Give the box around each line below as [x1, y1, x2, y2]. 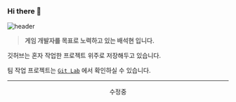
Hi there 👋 [7, 6, 42, 16]
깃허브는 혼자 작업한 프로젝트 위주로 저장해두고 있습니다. [7, 52, 162, 60]
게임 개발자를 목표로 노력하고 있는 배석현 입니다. [24, 36, 155, 45]
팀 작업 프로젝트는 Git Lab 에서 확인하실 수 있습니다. [7, 66, 151, 75]
